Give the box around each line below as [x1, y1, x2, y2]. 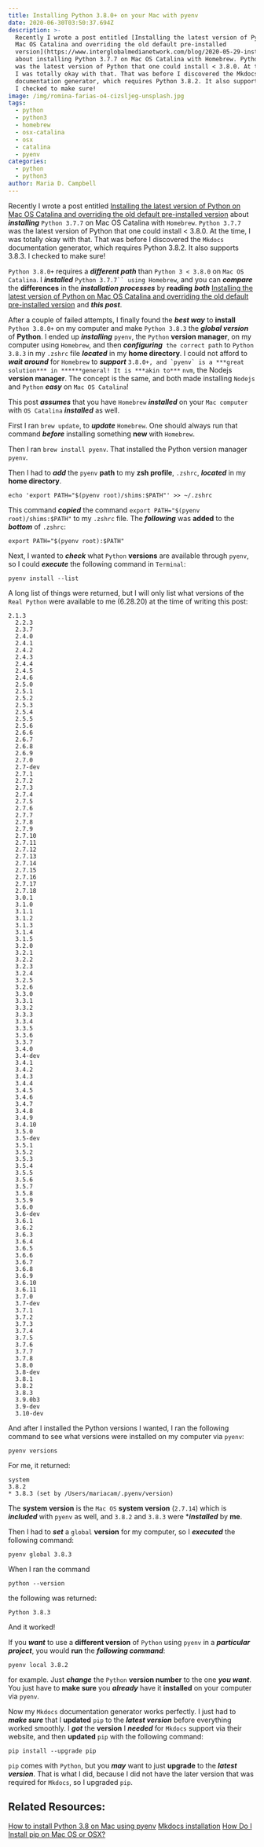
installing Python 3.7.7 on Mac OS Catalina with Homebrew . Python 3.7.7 [8, 218, 241, 227]
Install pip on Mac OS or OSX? [8, 1829, 106, 1839]
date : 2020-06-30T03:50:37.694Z [8, 19, 114, 27]
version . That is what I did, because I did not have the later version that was [8, 1769, 254, 1779]
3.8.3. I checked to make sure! [8, 251, 106, 260]
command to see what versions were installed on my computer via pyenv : [8, 1431, 245, 1441]
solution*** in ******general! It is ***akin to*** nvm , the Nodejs [8, 365, 233, 374]
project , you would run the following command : [8, 1646, 166, 1655]
